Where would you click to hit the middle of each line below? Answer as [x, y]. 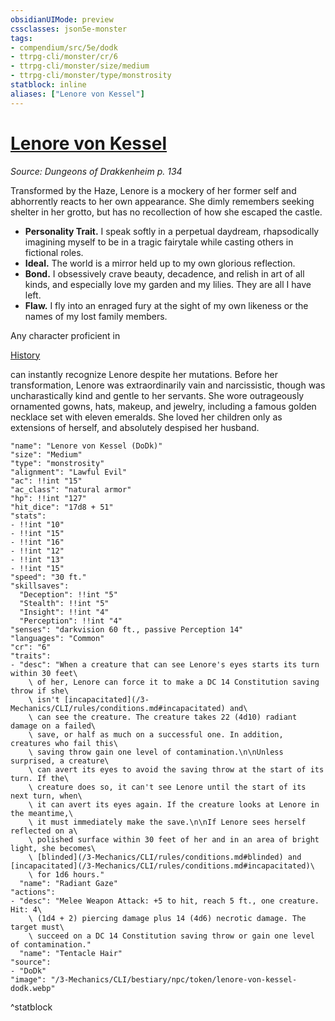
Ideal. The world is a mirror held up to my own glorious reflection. [160, 263]
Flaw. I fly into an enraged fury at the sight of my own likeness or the [166, 305]
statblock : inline [48, 85]
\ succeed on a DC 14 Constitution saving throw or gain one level [171, 936]
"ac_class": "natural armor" [71, 489]
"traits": [31, 656]
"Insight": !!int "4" [64, 612]
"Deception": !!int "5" [68, 594]
